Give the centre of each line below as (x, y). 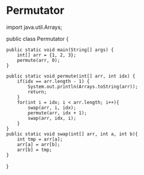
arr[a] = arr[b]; (39, 144)
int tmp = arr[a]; (40, 139)
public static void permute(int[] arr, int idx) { (71, 76)
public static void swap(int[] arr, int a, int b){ (72, 134)
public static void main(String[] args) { (60, 50)
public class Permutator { (37, 38)
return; (37, 92)
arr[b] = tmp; (34, 150)
